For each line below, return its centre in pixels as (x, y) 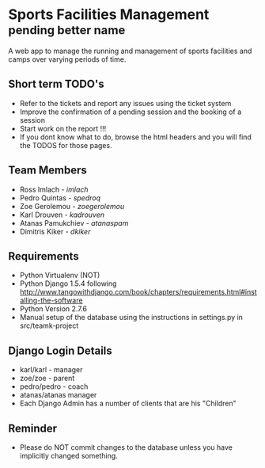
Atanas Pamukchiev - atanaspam (74, 223)
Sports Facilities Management (109, 15)
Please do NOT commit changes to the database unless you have (126, 447)
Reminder (33, 428)
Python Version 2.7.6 (53, 309)
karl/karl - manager (51, 370)
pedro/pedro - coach (54, 386)
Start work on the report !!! (63, 128)
